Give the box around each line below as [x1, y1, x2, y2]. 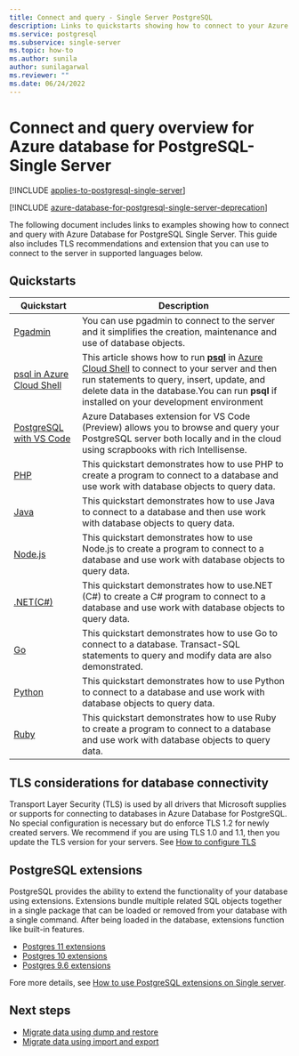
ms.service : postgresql [9, 29, 98, 38]
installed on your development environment [81, 396, 264, 408]
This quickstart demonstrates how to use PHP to [81, 458, 284, 471]
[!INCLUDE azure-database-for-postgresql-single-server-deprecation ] [9, 202, 269, 213]
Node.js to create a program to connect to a [81, 543, 264, 555]
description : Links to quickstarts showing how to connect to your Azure [9, 21, 289, 30]
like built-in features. [9, 924, 85, 934]
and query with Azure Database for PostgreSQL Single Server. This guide [9, 229, 278, 239]
